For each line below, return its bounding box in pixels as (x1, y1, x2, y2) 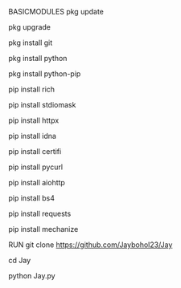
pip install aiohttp (8, 178, 66, 187)
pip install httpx (8, 116, 60, 125)
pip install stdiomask (8, 100, 76, 109)
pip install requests (8, 209, 72, 218)
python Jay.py (8, 271, 56, 280)
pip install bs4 (8, 193, 55, 203)
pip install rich (8, 84, 55, 94)
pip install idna (8, 132, 56, 140)
